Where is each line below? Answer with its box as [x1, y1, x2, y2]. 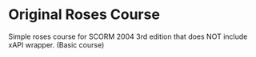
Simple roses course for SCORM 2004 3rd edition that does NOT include [8, 32, 248, 41]
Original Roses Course [8, 6, 160, 24]
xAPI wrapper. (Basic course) [8, 40, 105, 49]
